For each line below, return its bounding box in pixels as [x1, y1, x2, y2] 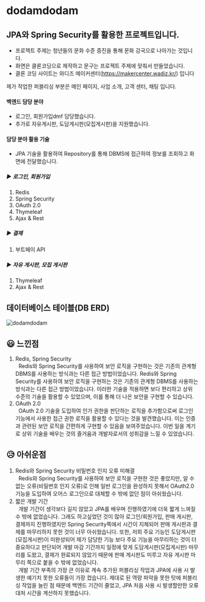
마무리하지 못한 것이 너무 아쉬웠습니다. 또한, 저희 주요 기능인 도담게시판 [26, 528, 196, 535]
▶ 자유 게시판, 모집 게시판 [6, 261, 68, 268]
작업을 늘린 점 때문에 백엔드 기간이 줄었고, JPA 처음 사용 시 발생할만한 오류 [21, 581, 199, 589]
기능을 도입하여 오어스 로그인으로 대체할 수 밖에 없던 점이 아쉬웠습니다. [15, 490, 183, 497]
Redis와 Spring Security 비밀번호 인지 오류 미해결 [15, 467, 135, 474]
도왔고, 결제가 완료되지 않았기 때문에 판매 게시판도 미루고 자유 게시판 [26, 551, 190, 558]
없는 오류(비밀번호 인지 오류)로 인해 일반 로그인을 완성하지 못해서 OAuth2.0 [15, 482, 195, 490]
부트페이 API [15, 246, 46, 254]
